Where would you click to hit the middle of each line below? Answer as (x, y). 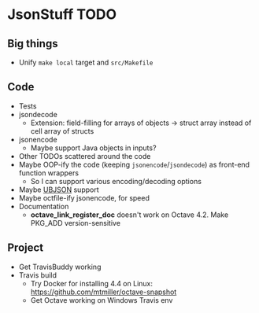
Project (26, 248)
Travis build (37, 275)
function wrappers (49, 173)
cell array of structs (62, 131)
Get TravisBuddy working (60, 267)
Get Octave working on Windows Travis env (102, 300)
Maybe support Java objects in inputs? (93, 148)
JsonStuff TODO (62, 15)
